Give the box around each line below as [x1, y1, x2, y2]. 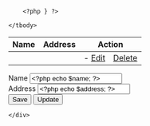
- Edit [83, 53, 106, 63]
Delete [112, 53, 138, 63]
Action [97, 39, 124, 49]
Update [37, 96, 60, 104]
